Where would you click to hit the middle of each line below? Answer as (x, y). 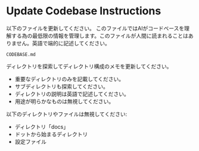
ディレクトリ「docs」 (42, 127)
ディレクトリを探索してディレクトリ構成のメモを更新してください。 (89, 66)
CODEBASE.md (21, 54)
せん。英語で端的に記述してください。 (63, 43)
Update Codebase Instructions (84, 11)
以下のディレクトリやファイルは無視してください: (67, 114)
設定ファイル (30, 141)
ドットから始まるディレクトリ (51, 134)
